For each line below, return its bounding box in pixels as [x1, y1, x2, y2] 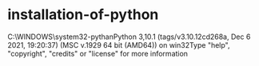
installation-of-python [7, 6, 159, 24]
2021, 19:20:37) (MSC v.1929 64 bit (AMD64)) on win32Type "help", [7, 40, 230, 49]
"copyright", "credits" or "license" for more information [7, 49, 189, 58]
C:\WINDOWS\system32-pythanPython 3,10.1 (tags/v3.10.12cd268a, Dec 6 [7, 32, 251, 41]
